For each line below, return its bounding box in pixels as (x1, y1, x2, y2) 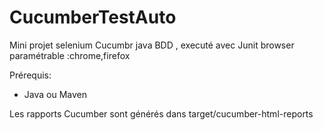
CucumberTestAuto (9, 6, 177, 29)
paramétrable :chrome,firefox (9, 49, 131, 61)
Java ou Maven (23, 88, 87, 100)
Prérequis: (9, 69, 52, 81)
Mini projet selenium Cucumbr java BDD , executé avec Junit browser (9, 39, 295, 51)
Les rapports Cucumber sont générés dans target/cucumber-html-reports (9, 107, 314, 120)
